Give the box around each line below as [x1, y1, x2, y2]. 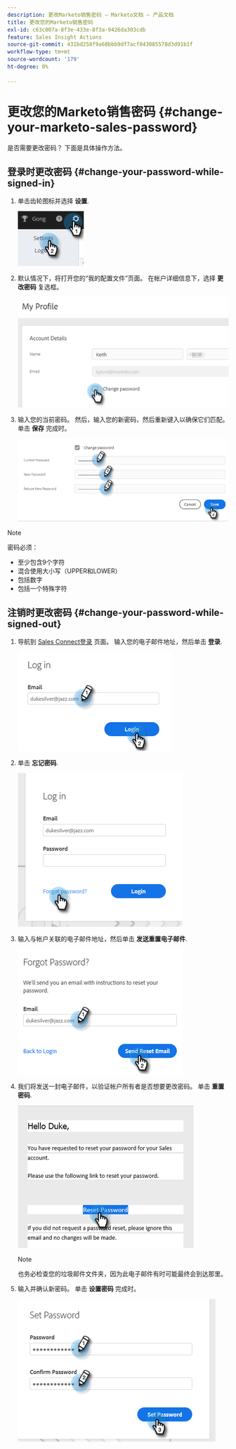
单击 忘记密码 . [17, 759, 58, 767]
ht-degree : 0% [7, 63, 49, 70]
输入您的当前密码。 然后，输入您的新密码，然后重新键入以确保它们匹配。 [17, 415, 229, 424]
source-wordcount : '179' [7, 56, 80, 63]
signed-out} [7, 618, 62, 630]
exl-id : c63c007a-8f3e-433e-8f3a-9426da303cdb [7, 26, 146, 33]
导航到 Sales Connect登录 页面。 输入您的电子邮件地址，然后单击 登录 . [17, 638, 223, 646]
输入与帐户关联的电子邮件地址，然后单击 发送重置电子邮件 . [17, 935, 188, 943]
